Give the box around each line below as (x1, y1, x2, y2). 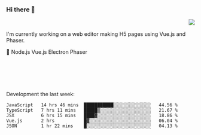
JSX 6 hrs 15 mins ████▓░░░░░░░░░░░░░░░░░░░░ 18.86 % (6, 113, 178, 119)
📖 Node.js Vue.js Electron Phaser (6, 48, 88, 56)
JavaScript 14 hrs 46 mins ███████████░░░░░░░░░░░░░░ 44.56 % (6, 102, 178, 108)
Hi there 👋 (6, 5, 36, 14)
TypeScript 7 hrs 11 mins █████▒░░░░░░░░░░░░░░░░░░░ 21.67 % (6, 108, 178, 113)
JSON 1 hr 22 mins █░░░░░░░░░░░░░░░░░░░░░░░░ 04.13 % (6, 123, 178, 129)
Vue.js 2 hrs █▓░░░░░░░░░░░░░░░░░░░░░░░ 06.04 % (6, 118, 178, 124)
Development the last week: (6, 91, 75, 98)
